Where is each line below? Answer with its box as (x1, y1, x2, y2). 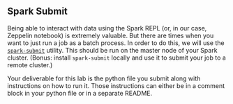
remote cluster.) (7, 60, 53, 69)
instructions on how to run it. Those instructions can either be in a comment (7, 81, 225, 89)
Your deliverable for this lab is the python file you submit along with (7, 74, 201, 83)
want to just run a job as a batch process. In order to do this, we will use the (7, 38, 225, 47)
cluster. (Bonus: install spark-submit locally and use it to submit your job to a (7, 53, 227, 62)
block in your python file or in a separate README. (7, 89, 153, 97)
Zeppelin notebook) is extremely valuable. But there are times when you (7, 31, 214, 40)
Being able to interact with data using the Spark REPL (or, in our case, (7, 24, 207, 32)
